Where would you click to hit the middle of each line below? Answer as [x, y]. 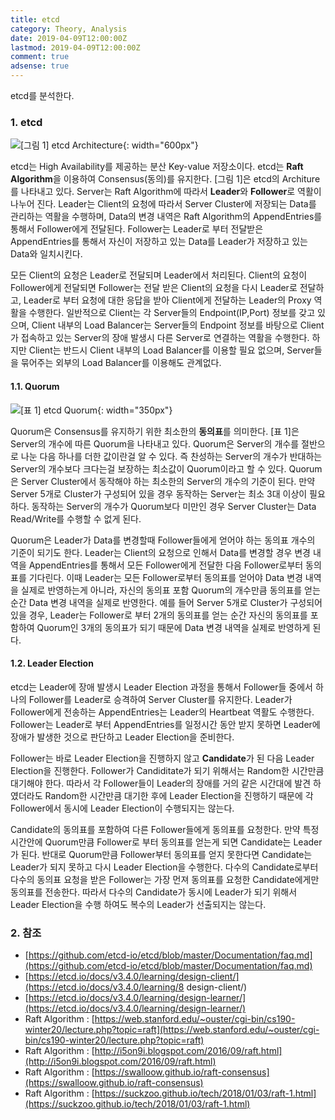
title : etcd [35, 19]
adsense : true [40, 66]
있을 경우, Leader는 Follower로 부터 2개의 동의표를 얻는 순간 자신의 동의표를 [159, 615]
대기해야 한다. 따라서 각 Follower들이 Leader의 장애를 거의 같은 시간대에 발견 [161, 783]
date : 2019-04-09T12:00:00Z [69, 38]
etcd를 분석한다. [42, 95]
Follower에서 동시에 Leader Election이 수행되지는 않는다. [122, 808]
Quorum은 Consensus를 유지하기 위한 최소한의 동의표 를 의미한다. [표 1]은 [155, 431]
